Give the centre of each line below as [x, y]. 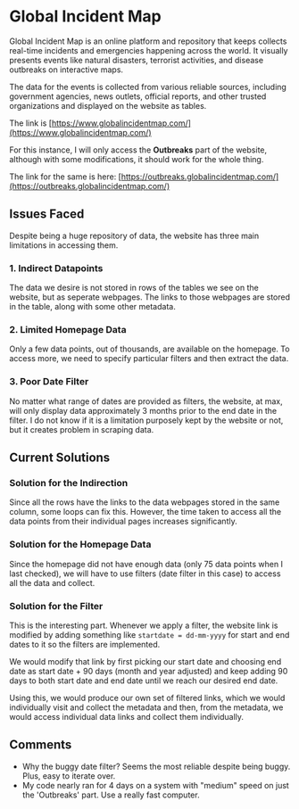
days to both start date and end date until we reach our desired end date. [144, 681]
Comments [41, 745]
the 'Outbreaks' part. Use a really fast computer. [111, 795]
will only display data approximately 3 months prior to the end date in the [143, 410]
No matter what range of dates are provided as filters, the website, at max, [146, 401]
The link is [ [30, 123]
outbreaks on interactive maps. [66, 70]
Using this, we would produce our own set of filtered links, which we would [147, 698]
